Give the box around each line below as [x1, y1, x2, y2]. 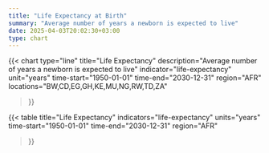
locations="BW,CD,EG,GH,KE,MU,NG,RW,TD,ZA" [8, 82, 168, 91]
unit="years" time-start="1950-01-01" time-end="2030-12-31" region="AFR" [8, 73, 262, 83]
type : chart [8, 34, 48, 42]
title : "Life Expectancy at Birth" [8, 11, 128, 20]
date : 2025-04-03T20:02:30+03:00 [8, 26, 120, 34]
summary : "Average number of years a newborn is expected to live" [8, 19, 239, 27]
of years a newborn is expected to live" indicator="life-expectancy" [8, 65, 232, 74]
